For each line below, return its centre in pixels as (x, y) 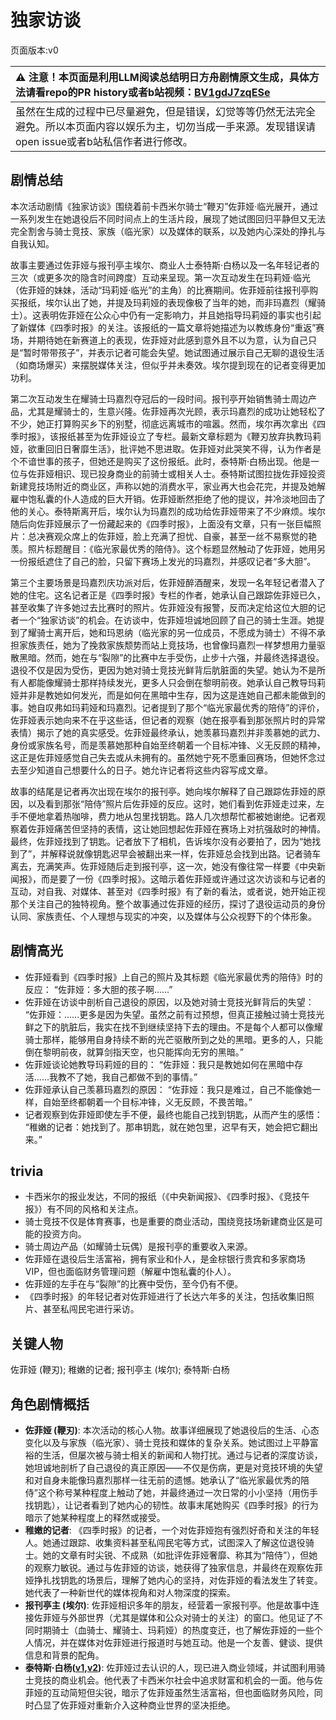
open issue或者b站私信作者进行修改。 (104, 141)
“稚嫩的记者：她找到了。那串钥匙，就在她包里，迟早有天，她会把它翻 (167, 1127)
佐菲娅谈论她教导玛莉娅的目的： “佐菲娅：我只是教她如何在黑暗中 (159, 1064)
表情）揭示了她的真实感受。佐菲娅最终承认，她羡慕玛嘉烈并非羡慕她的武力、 (168, 732)
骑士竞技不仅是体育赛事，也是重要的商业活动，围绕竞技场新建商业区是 (169, 1222)
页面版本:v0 (34, 50)
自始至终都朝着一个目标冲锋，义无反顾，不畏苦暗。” (147, 1102)
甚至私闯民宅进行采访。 (91, 1309)
